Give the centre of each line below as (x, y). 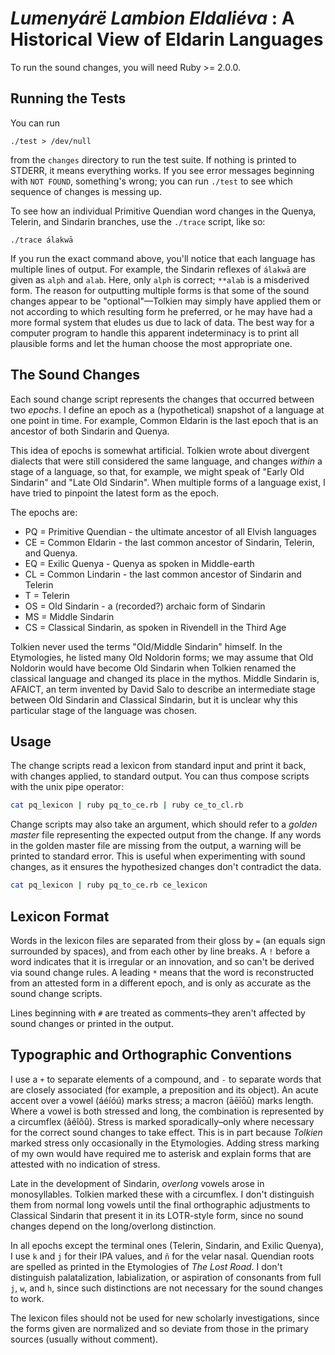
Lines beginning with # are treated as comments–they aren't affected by (158, 1013)
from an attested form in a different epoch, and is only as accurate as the (161, 983)
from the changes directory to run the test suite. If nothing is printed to (153, 159)
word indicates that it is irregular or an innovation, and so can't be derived (162, 961)
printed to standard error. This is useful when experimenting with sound (158, 856)
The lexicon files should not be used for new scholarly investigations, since (165, 1318)
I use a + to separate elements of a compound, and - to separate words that (166, 1079)
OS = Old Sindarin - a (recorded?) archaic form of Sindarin (145, 606)
